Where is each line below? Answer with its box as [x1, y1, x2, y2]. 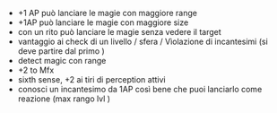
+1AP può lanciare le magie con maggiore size [17, 17, 189, 28]
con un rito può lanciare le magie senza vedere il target [17, 27, 221, 37]
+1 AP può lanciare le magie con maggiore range [17, 8, 197, 18]
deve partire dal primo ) [17, 46, 105, 56]
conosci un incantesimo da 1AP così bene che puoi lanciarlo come [17, 84, 263, 94]
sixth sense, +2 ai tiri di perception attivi [17, 74, 166, 84]
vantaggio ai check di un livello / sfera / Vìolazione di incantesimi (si [17, 36, 269, 47]
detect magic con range [17, 56, 107, 65]
